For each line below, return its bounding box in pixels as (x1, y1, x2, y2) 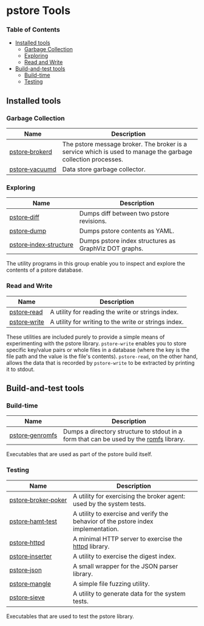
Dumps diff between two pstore (79, 209, 170, 218)
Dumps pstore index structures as (79, 237, 176, 245)
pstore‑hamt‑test (9, 517, 58, 526)
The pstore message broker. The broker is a (62, 140, 187, 149)
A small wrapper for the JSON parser (72, 561, 178, 570)
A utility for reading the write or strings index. (50, 308, 179, 316)
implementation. (72, 524, 119, 533)
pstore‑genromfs (9, 431, 58, 440)
